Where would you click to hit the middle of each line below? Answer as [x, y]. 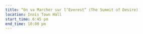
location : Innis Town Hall [33, 14]
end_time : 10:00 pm [26, 24]
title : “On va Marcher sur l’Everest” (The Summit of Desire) [72, 10]
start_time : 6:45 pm [27, 19]
